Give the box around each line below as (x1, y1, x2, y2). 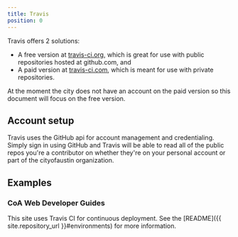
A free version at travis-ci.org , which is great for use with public (17, 50, 205, 59)
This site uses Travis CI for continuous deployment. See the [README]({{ (7, 214, 222, 222)
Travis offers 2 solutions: (7, 36, 80, 45)
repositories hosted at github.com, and (17, 57, 131, 66)
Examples (7, 177, 52, 189)
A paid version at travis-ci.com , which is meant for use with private (17, 65, 215, 74)
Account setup (7, 114, 75, 126)
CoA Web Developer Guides (7, 198, 105, 208)
